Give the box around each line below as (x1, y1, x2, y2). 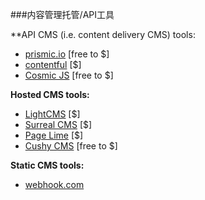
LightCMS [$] (24, 108, 81, 120)
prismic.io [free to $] (24, 48, 110, 60)
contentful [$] (24, 59, 82, 70)
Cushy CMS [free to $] (24, 140, 118, 152)
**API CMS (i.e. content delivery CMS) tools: (10, 29, 196, 40)
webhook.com (24, 179, 85, 190)
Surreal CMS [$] (24, 119, 93, 130)
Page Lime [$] (24, 129, 84, 141)
